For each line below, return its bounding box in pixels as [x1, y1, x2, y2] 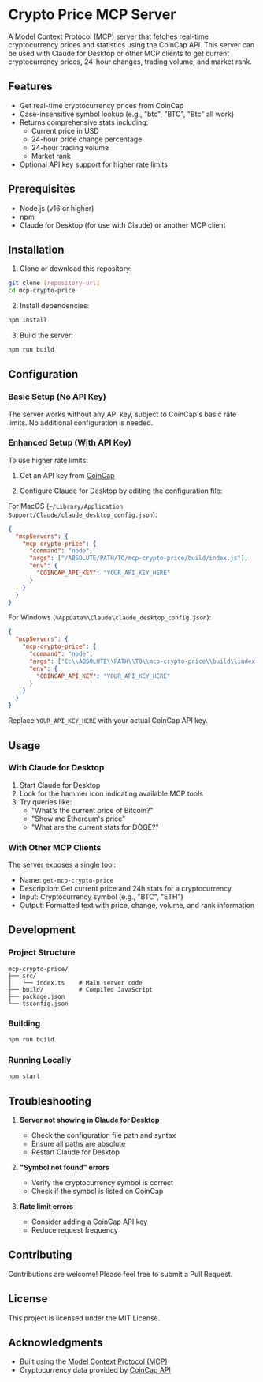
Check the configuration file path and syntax [31, 1130, 176, 1139]
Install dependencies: [19, 301, 90, 311]
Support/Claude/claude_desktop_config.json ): [8, 510, 157, 519]
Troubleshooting [8, 1094, 92, 1108]
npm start [8, 1072, 41, 1080]
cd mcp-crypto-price [8, 287, 76, 295]
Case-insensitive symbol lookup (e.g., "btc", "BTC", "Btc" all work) [19, 109, 235, 119]
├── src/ [8, 972, 37, 980]
